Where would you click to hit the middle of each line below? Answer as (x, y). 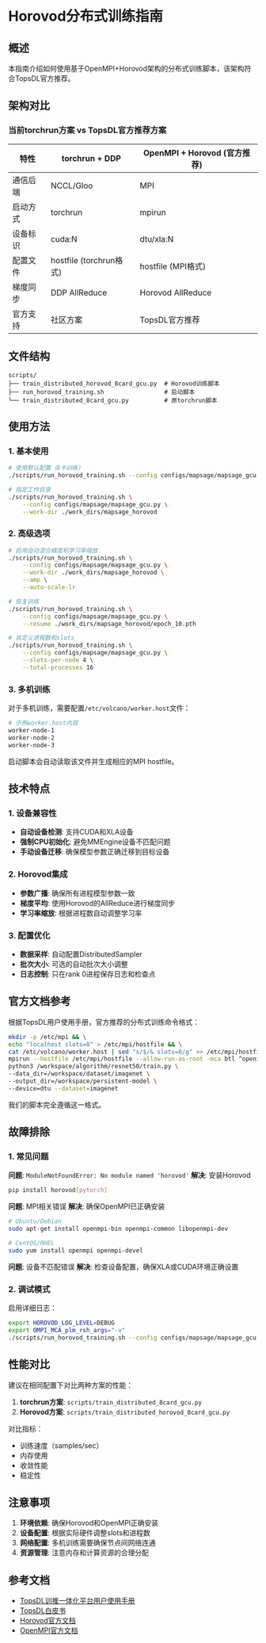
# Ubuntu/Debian (35, 1221)
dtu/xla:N (157, 239)
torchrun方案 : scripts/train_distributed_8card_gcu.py (110, 1402)
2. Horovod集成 (38, 874)
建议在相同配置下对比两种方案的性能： (70, 1385)
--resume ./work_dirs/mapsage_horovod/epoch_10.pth (109, 624)
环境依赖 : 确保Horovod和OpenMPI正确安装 (89, 1523)
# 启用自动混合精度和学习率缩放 (53, 550)
